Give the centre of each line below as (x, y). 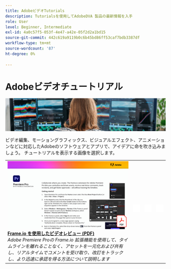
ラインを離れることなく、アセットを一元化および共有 (67, 246)
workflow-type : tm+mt (28, 43)
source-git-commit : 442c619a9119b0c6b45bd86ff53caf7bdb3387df (73, 38)
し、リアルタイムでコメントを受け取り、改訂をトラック (65, 253)
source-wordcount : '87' (31, 48)
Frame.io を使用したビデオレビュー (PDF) (51, 234)
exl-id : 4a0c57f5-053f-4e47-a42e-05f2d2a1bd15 (55, 32)
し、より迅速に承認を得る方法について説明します (59, 259)
